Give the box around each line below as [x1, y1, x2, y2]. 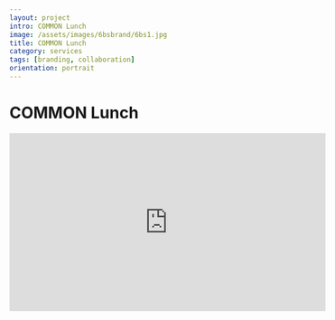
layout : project [9, 13, 70, 23]
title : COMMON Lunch [9, 38, 88, 48]
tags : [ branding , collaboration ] [9, 55, 135, 64]
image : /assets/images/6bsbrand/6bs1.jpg [9, 30, 168, 39]
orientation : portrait [9, 64, 95, 73]
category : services [9, 47, 83, 56]
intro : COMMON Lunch [9, 22, 88, 31]
